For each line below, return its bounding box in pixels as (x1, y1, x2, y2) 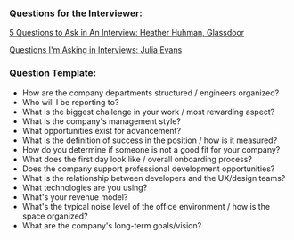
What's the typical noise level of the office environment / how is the (21, 201, 270, 211)
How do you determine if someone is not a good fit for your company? (21, 144, 281, 154)
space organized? (21, 211, 88, 221)
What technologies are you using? (21, 182, 148, 193)
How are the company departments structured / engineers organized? (21, 87, 280, 98)
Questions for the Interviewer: (9, 7, 143, 20)
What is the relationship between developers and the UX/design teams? (21, 172, 286, 183)
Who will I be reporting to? (21, 96, 119, 107)
